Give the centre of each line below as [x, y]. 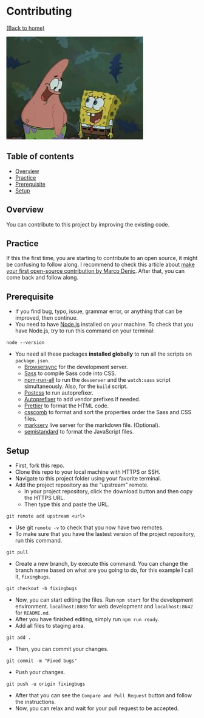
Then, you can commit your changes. [62, 649]
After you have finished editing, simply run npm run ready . [87, 619]
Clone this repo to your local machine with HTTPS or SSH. [88, 472]
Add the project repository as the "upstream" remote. [82, 485]
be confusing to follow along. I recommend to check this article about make [101, 265]
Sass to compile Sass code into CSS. [70, 373]
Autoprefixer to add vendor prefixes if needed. [82, 399]
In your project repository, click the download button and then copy [108, 491]
